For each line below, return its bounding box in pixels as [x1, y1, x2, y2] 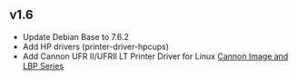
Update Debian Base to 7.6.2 [22, 31, 129, 42]
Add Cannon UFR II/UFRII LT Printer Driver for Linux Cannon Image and [22, 50, 289, 62]
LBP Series [22, 60, 65, 71]
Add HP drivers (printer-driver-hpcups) [22, 41, 170, 52]
